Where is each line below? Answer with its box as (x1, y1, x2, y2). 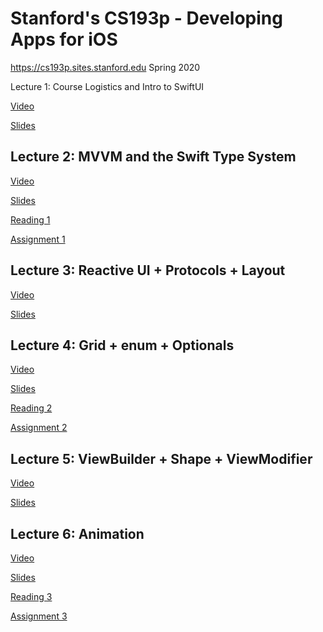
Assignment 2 (10, 422, 68, 434)
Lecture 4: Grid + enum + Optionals (10, 337, 235, 354)
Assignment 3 (10, 610, 68, 622)
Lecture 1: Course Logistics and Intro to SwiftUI (10, 80, 205, 92)
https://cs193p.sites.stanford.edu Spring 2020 (10, 61, 201, 73)
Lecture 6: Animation (10, 525, 145, 542)
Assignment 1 (10, 233, 66, 245)
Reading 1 (10, 213, 51, 226)
